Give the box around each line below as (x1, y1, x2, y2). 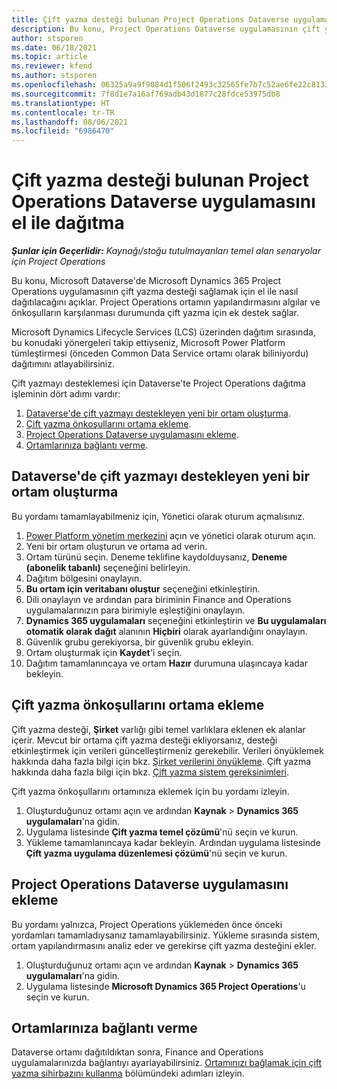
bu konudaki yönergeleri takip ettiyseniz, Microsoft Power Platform (11, 337, 286, 349)
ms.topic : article (11, 52, 88, 62)
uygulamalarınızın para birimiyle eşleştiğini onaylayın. (25, 604, 246, 616)
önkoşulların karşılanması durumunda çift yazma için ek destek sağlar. (11, 307, 299, 319)
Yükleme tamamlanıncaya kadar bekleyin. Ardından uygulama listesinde (25, 836, 321, 848)
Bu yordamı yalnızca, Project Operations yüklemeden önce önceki (11, 918, 283, 930)
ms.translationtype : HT (11, 98, 111, 108)
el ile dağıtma (11, 212, 125, 235)
